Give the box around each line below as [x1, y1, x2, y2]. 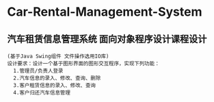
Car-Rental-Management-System [7, 4, 202, 20]
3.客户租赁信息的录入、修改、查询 [13, 82, 96, 89]
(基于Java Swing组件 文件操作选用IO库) [7, 53, 109, 60]
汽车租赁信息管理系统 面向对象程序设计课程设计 [7, 33, 207, 44]
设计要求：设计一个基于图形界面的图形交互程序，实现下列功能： [7, 60, 160, 67]
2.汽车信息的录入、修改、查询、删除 [13, 75, 101, 81]
